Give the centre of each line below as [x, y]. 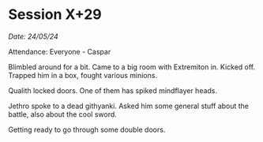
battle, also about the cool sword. [62, 114]
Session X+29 [55, 15]
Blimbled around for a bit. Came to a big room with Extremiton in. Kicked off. [132, 67]
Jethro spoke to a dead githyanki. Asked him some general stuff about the [129, 106]
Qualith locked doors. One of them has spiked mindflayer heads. [113, 90]
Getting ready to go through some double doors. [87, 129]
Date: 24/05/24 [34, 36]
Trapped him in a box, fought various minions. [83, 75]
